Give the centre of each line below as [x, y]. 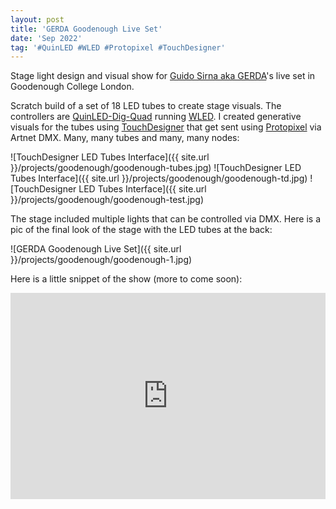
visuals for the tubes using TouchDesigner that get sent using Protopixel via [166, 127]
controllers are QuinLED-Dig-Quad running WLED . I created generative [156, 117]
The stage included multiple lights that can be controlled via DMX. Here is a [166, 219]
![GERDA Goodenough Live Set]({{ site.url [96, 249]
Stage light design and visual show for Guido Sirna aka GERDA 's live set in [163, 76]
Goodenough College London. [72, 87]
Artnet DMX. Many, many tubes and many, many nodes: [125, 138]
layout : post [37, 19]
